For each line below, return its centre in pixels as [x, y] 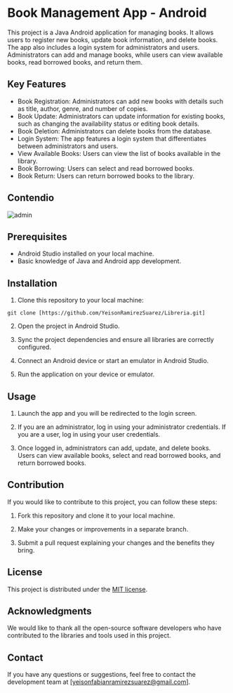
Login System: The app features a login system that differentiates [112, 138]
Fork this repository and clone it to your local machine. [96, 515]
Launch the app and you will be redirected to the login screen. [107, 413]
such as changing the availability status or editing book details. [108, 124]
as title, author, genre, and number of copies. [82, 108]
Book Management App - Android [107, 13]
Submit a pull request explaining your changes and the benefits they [116, 543]
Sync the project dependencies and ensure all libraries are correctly [115, 340]
